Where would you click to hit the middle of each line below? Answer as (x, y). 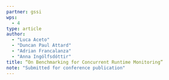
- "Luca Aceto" (31, 40)
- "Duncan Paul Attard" (41, 46)
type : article (24, 29)
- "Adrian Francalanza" (41, 51)
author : (16, 34)
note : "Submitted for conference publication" (66, 68)
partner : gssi (24, 12)
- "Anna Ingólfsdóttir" (41, 57)
